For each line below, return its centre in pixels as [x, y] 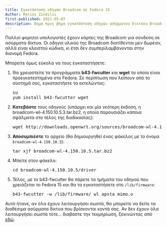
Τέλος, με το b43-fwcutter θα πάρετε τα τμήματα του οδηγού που [80, 179]
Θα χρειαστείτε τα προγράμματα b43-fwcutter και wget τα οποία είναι [86, 73]
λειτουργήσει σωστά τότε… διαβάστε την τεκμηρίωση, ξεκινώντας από [79, 214]
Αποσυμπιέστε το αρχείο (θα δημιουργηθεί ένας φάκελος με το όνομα [86, 136]
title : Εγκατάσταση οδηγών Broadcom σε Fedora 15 [58, 10]
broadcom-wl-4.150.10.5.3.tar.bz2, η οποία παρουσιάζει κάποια [77, 113]
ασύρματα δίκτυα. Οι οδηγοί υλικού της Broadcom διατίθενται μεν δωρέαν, [83, 43]
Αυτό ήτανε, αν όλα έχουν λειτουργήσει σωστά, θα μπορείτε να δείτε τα [81, 204]
